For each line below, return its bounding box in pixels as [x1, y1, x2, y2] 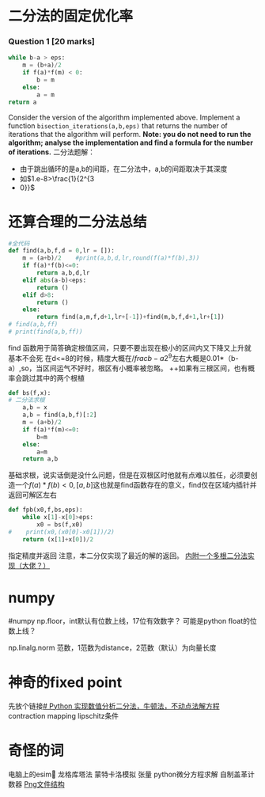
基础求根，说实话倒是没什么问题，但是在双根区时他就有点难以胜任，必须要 [8, 470, 251, 480]
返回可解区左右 [8, 490, 57, 499]
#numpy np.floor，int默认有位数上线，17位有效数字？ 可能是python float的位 [8, 616, 257, 625]
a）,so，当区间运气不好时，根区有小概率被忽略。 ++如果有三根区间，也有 [8, 363, 248, 373]
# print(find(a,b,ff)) [8, 328, 83, 336]
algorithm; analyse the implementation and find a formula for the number [8, 138, 253, 147]
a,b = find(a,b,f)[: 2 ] [22, 411, 97, 419]
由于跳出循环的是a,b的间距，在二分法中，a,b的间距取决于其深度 [19, 164, 228, 173]
